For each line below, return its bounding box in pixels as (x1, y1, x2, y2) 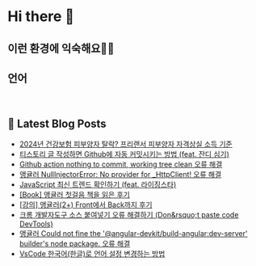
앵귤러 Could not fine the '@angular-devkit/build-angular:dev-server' (19, 229, 248, 239)
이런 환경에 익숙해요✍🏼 (7, 41, 115, 55)
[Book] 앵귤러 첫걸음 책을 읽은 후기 (19, 190, 130, 200)
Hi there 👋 (7, 7, 74, 26)
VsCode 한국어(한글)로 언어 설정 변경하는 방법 (19, 249, 166, 259)
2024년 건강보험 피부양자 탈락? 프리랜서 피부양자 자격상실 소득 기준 (19, 139, 233, 149)
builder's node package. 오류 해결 (19, 239, 131, 249)
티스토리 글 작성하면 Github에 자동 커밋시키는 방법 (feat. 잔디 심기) (19, 150, 229, 159)
